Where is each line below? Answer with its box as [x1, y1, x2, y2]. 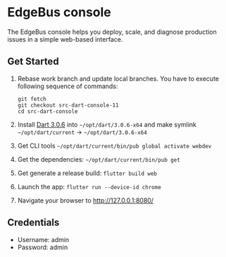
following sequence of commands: [17, 82, 118, 90]
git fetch [17, 95, 47, 102]
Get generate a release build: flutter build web [17, 169, 157, 177]
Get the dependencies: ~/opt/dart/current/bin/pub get [17, 155, 181, 163]
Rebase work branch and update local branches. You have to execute [17, 74, 220, 83]
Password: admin [17, 243, 68, 251]
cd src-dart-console [17, 107, 78, 115]
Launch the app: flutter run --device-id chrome [17, 182, 162, 191]
